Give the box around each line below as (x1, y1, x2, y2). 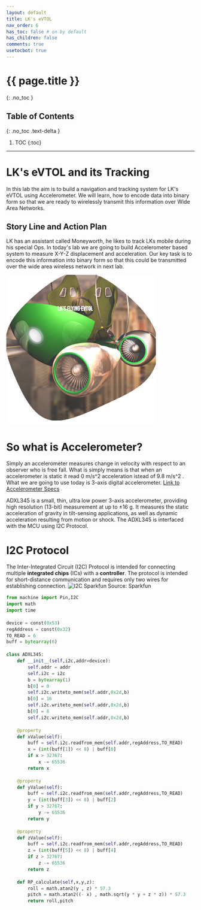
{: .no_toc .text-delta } (6, 127, 60, 134)
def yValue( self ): (17, 784, 63, 790)
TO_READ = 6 (6, 633, 36, 639)
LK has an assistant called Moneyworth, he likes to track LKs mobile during (6, 237, 191, 245)
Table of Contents (6, 111, 75, 122)
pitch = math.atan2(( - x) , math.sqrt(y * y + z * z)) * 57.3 (28, 891, 186, 898)
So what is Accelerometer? (6, 440, 143, 454)
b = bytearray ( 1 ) (28, 677, 71, 683)
